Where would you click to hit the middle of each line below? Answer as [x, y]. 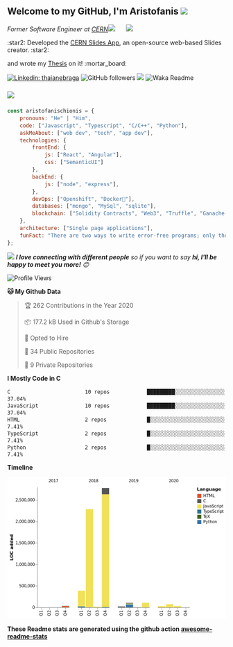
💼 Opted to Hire [46, 338]
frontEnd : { [50, 148]
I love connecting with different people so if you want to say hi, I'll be [116, 257]
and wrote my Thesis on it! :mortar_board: [67, 63]
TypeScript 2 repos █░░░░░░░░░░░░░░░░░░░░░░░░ [116, 434]
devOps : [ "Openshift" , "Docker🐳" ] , [84, 199]
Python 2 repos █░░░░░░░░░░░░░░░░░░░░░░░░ [116, 448]
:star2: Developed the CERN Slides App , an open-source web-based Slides [114, 42]
